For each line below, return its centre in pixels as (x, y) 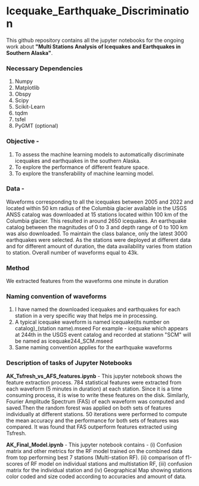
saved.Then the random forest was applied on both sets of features (89, 408)
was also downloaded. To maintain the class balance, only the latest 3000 (97, 233)
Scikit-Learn (30, 107)
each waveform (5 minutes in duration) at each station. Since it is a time (94, 389)
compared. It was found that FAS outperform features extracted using (92, 427)
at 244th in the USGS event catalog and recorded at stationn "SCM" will (103, 335)
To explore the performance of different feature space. (82, 167)
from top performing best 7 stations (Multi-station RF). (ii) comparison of (95, 457)
